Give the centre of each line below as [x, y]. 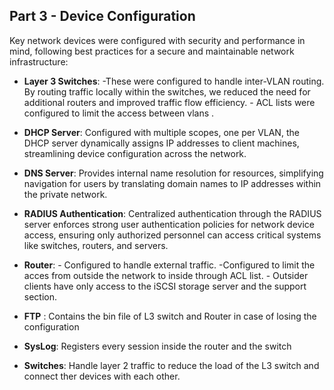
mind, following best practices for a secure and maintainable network [152, 51]
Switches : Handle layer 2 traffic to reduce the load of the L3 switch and [171, 365]
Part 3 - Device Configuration [102, 16]
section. [40, 296]
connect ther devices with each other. [102, 376]
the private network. [65, 194]
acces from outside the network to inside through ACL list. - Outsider [166, 275]
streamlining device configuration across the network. [135, 153]
